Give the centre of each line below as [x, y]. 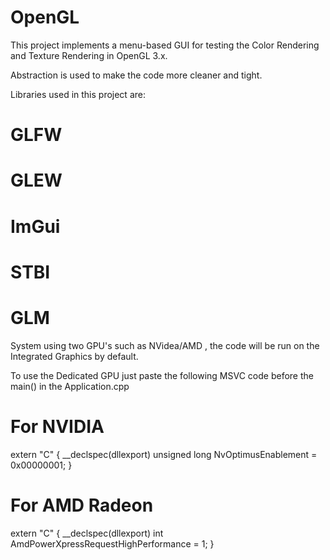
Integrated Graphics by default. [74, 356]
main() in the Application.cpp [70, 386]
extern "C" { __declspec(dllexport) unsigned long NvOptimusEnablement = [164, 454]
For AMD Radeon [82, 505]
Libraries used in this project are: [78, 94]
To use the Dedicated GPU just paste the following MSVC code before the [162, 375]
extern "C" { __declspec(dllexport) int [87, 533]
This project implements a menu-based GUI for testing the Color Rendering [165, 45]
